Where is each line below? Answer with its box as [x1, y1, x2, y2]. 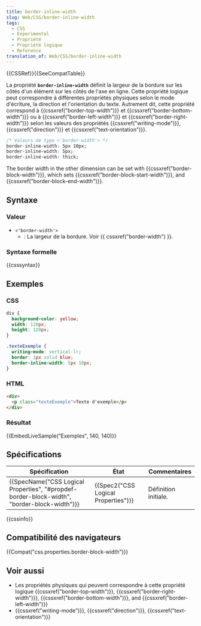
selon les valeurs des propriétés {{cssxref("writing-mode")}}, [29, 119, 181, 126]
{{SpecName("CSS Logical [9, 477, 85, 485]
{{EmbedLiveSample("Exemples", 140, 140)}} [6, 432, 117, 439]
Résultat [6, 418, 31, 427]
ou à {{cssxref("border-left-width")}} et [29, 113, 127, 120]
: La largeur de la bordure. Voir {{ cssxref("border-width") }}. [23, 233, 173, 240]
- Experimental [11, 31, 50, 37]
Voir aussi [6, 566, 44, 576]
